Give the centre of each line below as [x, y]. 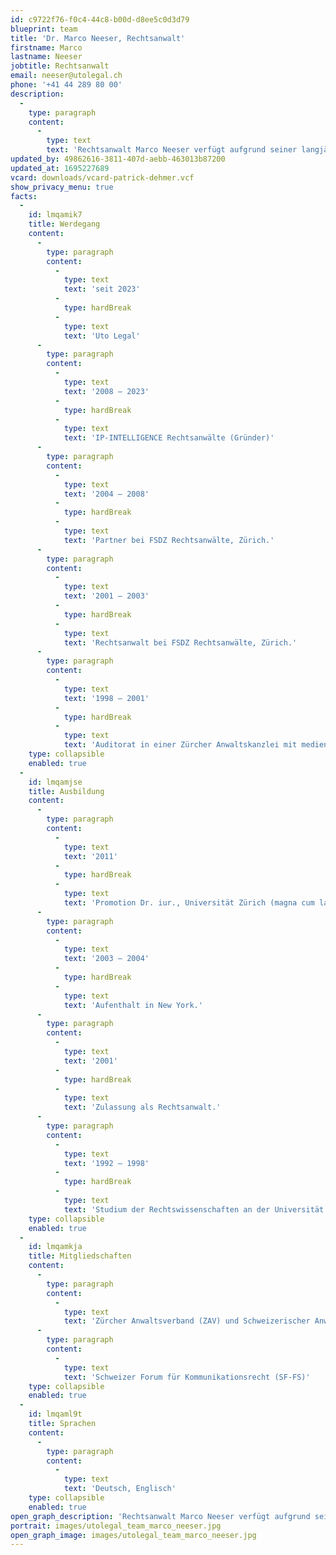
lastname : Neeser [46, 57]
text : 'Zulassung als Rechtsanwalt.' [142, 1107]
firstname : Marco [46, 47]
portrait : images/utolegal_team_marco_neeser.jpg [116, 1526]
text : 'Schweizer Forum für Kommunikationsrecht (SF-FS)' [187, 1377]
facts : [24, 196]
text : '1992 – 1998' [106, 1163]
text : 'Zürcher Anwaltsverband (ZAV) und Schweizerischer [187, 1321]
